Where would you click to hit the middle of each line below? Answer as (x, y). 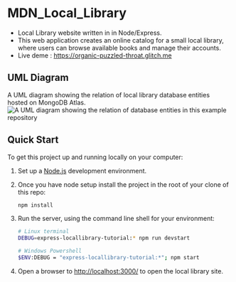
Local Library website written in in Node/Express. (90, 33)
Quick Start (33, 140)
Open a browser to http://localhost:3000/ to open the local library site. (120, 271)
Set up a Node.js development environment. (82, 170)
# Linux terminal (43, 232)
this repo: (32, 192)
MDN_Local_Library (67, 13)
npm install (35, 205)
